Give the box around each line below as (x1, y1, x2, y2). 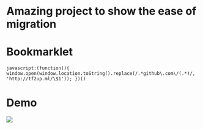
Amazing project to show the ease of (6, 4, 197, 18)
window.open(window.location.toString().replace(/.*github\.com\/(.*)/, (6, 71, 196, 77)
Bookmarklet (6, 45, 73, 59)
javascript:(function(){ (6, 65, 70, 71)
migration (6, 17, 57, 31)
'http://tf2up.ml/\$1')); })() (6, 76, 86, 82)
